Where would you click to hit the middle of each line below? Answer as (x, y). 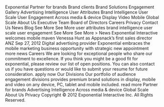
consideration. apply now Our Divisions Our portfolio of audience (70, 74)
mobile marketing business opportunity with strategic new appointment (77, 48)
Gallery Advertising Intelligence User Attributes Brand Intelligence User (77, 12)
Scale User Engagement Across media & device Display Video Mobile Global (82, 17)
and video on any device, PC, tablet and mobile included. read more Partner (82, 84)
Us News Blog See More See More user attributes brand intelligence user (79, 28)
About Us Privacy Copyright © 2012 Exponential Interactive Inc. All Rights (79, 95)
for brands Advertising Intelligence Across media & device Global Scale (77, 90)
